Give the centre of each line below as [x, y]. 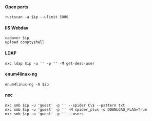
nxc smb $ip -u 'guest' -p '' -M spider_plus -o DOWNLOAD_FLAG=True [76, 110]
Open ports [17, 7]
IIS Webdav [17, 28]
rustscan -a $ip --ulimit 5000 [37, 17]
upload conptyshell [25, 42]
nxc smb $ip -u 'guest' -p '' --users [44, 114]
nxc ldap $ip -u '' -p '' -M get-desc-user [50, 63]
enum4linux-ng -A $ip [27, 84]
